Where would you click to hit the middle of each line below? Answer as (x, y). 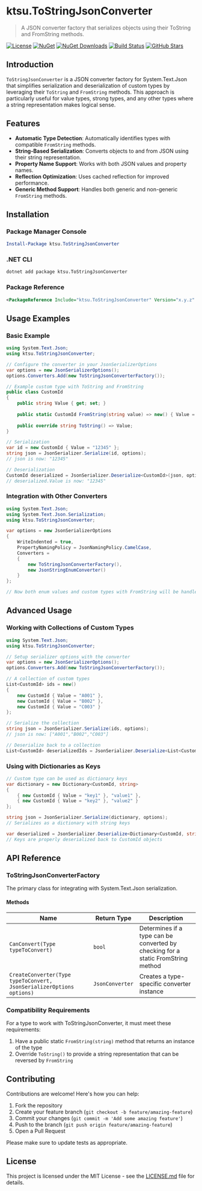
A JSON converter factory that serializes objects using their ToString (106, 28)
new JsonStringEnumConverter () (67, 570)
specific (151, 984)
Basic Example (28, 335)
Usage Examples (38, 318)
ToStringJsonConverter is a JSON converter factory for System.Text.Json (97, 79)
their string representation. (48, 157)
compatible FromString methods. (55, 144)
